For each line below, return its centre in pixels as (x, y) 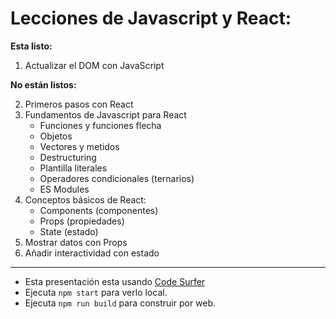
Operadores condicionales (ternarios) (117, 178)
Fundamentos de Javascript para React (105, 114)
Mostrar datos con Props (76, 242)
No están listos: (43, 84)
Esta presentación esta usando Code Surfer (115, 281)
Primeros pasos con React (79, 104)
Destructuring (68, 157)
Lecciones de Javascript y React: (151, 18)
